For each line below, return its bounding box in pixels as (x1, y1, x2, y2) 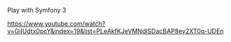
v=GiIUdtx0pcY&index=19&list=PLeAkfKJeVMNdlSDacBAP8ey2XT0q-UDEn (7, 27, 224, 35)
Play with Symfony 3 (7, 6, 66, 14)
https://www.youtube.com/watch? (7, 20, 106, 27)
